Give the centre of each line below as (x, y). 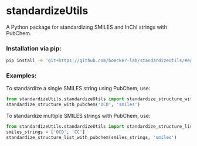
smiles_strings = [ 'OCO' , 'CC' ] (45, 132)
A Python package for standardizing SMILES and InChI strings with (86, 27)
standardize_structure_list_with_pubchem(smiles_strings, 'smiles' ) (91, 137)
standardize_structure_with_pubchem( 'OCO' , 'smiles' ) (73, 105)
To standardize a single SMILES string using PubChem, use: (78, 89)
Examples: (21, 76)
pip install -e (25, 61)
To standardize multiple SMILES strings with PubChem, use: (78, 116)
